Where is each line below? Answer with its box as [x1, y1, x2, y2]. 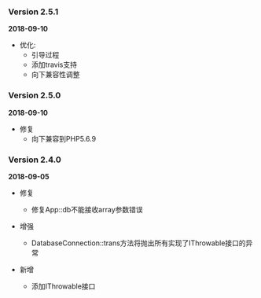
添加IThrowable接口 [31, 281, 96, 291]
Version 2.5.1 [8, 6, 59, 17]
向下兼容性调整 [31, 70, 80, 79]
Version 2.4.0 [8, 154, 61, 165]
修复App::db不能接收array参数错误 [31, 204, 143, 214]
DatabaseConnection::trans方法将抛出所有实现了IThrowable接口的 [31, 238, 246, 248]
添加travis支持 [31, 60, 77, 69]
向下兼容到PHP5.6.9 [31, 134, 97, 143]
